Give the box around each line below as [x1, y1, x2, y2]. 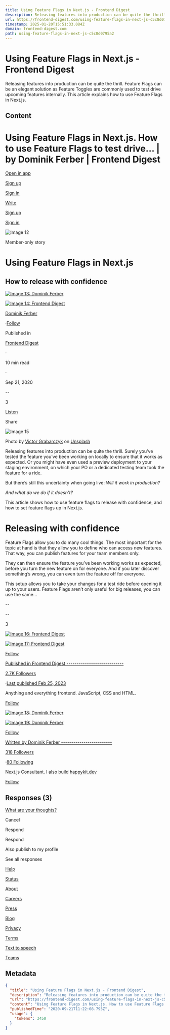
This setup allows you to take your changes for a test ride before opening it [5, 581, 162, 587]
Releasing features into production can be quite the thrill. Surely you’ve [5, 448, 153, 454]
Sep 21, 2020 [5, 379, 33, 385]
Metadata [5, 969, 36, 978]
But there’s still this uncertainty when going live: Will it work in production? [5, 480, 160, 486]
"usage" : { [10, 1011, 33, 1017]
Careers [5, 896, 22, 902]
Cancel [5, 817, 20, 823]
